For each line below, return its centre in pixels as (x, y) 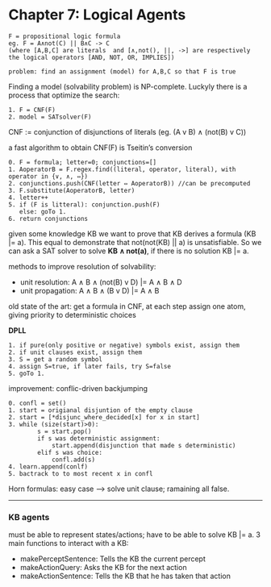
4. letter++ (28, 198)
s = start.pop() (65, 431)
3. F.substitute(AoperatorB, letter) (72, 190)
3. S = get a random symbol (56, 359)
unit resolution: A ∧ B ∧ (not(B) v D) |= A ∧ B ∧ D (101, 282)
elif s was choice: (70, 452)
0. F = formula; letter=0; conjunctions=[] (83, 162)
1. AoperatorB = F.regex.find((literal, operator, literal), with (122, 169)
